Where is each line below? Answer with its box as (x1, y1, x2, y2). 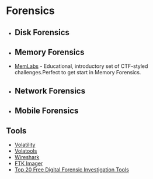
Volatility (14, 141, 36, 148)
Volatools (14, 147, 37, 154)
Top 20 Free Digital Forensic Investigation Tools (14, 166, 130, 173)
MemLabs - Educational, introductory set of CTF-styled (14, 63, 148, 70)
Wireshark (14, 153, 40, 160)
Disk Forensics (14, 27, 70, 37)
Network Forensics (14, 86, 86, 96)
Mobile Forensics (14, 106, 79, 116)
